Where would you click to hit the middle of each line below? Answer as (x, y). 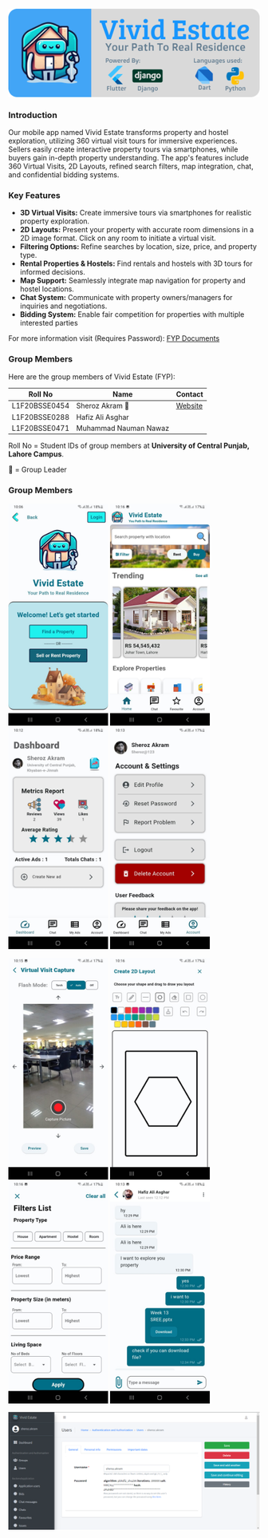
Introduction (33, 115)
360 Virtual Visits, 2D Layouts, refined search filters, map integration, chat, (131, 166)
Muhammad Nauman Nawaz (123, 428)
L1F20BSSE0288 (41, 417)
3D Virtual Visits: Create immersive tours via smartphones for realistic (136, 213)
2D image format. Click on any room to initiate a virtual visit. (118, 238)
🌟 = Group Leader (38, 470)
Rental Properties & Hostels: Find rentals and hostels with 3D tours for (136, 263)
